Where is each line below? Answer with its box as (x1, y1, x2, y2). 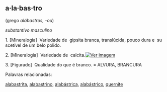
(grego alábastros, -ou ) (5, 17, 54, 23)
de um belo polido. (22, 42, 61, 48)
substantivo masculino (5, 27, 52, 33)
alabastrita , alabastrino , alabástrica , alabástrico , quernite (5, 81, 123, 87)
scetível (5, 42, 22, 48)
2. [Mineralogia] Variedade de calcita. (5, 52, 86, 58)
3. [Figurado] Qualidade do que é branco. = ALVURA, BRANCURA (5, 61, 142, 67)
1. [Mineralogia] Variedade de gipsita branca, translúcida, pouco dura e (5, 37, 155, 43)
